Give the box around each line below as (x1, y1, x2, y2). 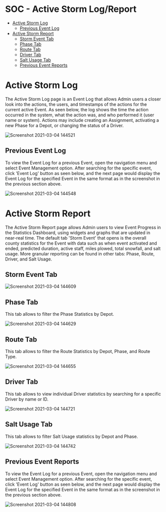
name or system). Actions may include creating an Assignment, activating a (5, 117, 160, 123)
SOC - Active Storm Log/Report (5, 3, 137, 15)
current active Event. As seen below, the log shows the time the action (5, 106, 149, 112)
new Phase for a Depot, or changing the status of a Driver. (5, 122, 124, 128)
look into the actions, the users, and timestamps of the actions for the (5, 101, 147, 107)
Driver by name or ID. (5, 396, 49, 402)
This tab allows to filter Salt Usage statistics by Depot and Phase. (5, 433, 138, 439)
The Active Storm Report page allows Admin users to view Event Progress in (5, 224, 161, 230)
